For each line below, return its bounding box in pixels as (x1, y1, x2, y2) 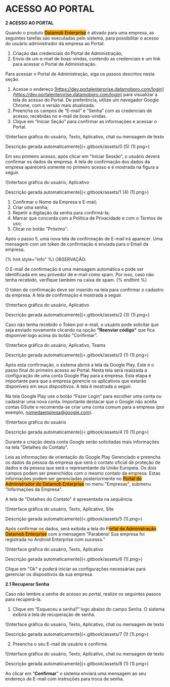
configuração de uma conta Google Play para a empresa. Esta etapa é (5, 372, 152, 378)
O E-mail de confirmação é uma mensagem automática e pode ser (5, 266, 144, 272)
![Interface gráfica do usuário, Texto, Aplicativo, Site (5, 505, 114, 512)
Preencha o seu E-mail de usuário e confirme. (12, 641, 109, 647)
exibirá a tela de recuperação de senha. (12, 611, 96, 618)
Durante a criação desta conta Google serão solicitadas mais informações (5, 439, 159, 445)
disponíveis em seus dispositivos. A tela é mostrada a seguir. (5, 383, 133, 389)
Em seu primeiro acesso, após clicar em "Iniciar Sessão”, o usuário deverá (5, 153, 160, 159)
